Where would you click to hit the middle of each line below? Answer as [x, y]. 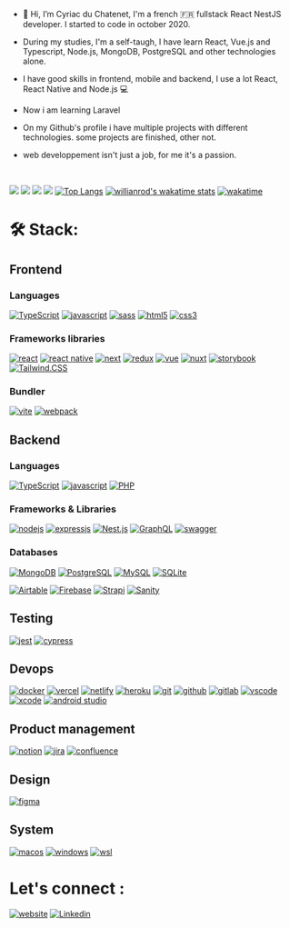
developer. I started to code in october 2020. [106, 24]
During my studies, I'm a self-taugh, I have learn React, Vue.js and [146, 42]
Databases [34, 553]
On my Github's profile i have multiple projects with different [135, 128]
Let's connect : [67, 888]
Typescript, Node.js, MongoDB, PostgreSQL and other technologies [149, 51]
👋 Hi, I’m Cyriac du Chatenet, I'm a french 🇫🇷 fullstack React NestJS [152, 14]
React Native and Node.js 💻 [75, 89]
